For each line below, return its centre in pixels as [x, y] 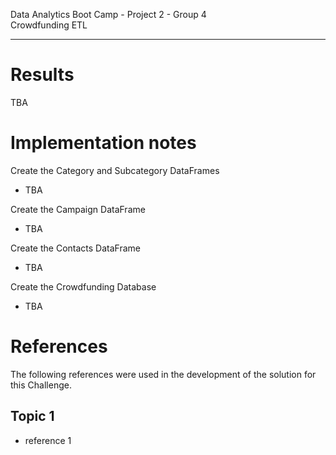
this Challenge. [41, 385]
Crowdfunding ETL [49, 25]
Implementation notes [103, 143]
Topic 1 [32, 416]
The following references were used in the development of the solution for [163, 374]
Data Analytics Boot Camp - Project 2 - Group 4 [108, 14]
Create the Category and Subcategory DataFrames [115, 170]
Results [42, 75]
